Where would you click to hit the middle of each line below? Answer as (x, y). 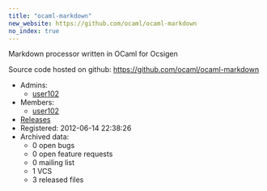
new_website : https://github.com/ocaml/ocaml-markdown (103, 23)
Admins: (34, 85)
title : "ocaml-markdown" (50, 16)
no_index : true (34, 31)
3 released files (58, 180)
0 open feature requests (72, 154)
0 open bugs (53, 146)
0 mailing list (53, 163)
